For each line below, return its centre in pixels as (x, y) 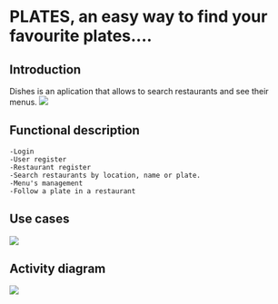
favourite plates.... (81, 36)
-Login (22, 152)
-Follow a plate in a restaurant (73, 191)
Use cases (40, 219)
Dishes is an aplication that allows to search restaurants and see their (139, 91)
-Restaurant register (50, 167)
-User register (38, 159)
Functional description (75, 130)
